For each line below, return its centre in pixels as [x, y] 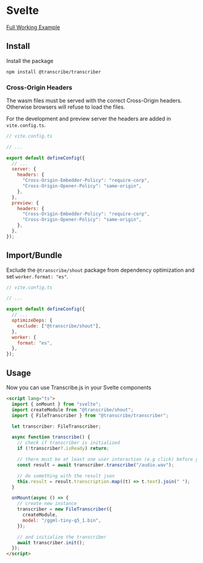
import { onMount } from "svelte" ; [56, 404]
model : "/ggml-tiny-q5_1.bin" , [62, 520]
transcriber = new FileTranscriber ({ [65, 509]
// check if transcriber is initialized [69, 443]
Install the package [30, 60]
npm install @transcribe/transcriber [54, 72]
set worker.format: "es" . [37, 276]
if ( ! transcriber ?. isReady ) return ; [63, 449]
